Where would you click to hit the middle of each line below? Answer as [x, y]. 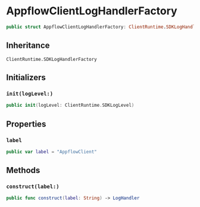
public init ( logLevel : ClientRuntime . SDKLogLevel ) [70, 106]
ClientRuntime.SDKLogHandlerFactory [51, 59]
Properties [26, 124]
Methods [23, 170]
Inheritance [28, 46]
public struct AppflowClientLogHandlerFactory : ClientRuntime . [86, 27]
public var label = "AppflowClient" [51, 152]
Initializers [26, 78]
